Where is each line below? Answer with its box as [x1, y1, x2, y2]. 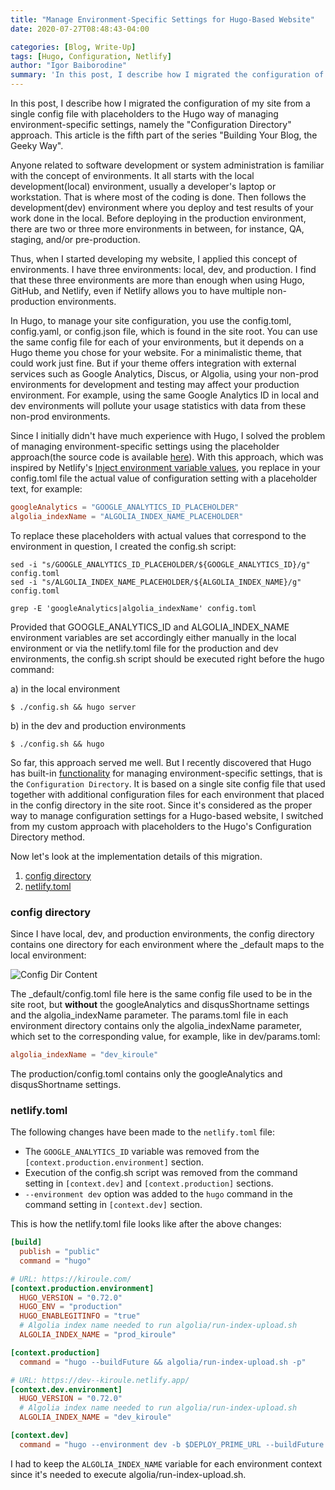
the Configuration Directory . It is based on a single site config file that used [10, 777, 326, 790]
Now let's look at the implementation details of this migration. [10, 850, 263, 862]
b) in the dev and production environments [10, 719, 187, 731]
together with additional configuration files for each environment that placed [10, 788, 325, 800]
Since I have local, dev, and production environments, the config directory [10, 928, 315, 940]
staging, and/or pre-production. [10, 234, 141, 245]
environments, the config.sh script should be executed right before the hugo [10, 652, 325, 665]
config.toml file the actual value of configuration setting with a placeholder [10, 472, 318, 484]
